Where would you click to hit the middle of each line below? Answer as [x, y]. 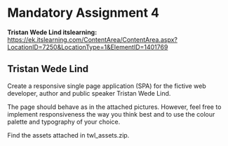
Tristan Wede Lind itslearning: [52, 32]
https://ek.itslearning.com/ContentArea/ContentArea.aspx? [92, 39]
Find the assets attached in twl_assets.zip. [68, 135]
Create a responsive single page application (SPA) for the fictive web [107, 86]
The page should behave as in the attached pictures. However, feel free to [114, 107]
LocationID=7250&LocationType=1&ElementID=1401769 [88, 47]
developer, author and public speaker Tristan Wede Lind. [89, 93]
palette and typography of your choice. [64, 122]
